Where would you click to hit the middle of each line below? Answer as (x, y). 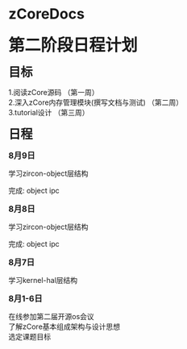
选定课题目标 (29, 336)
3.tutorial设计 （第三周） (49, 112)
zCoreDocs (46, 14)
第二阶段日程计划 (73, 44)
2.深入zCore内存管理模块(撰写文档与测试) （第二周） (96, 102)
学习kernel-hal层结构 (43, 280)
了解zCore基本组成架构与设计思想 (64, 326)
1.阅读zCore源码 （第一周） (54, 92)
